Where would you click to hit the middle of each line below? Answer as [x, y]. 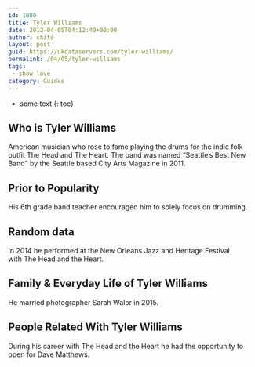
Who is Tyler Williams [62, 127]
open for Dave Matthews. [49, 354]
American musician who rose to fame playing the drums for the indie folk [126, 147]
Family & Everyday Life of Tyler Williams [108, 283]
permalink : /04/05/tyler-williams [65, 60]
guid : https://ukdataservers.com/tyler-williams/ [91, 52]
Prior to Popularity [54, 188]
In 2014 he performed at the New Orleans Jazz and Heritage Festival [119, 250]
